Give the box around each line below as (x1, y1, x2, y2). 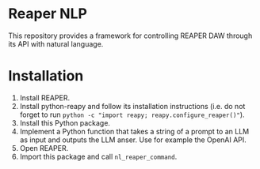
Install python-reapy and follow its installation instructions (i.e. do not (19, 101, 246, 111)
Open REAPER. (19, 143, 69, 152)
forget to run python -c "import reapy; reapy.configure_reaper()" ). (19, 110, 245, 119)
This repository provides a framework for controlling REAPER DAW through (8, 31, 253, 40)
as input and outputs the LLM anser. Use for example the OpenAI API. (19, 135, 247, 145)
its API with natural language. (8, 39, 104, 48)
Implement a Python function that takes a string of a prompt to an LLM (19, 126, 250, 136)
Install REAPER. (19, 92, 70, 103)
